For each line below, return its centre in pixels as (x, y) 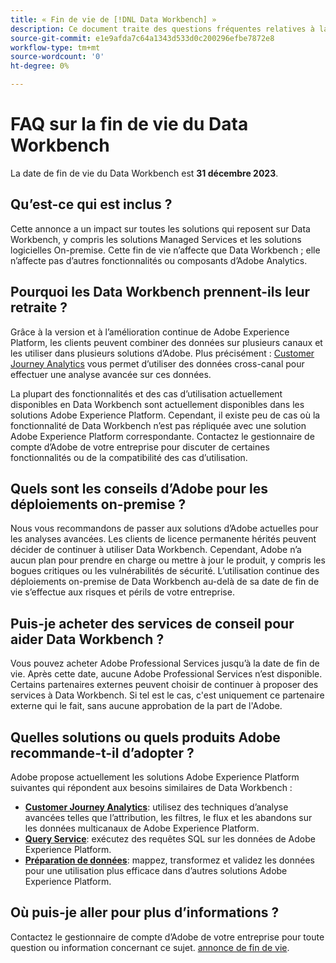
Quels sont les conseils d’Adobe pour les (139, 488)
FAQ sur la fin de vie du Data (129, 124)
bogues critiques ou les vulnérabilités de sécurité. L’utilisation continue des (165, 571)
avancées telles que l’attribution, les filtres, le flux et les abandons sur (168, 817)
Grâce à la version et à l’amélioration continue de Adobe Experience (150, 332)
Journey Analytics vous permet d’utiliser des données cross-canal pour (157, 363)
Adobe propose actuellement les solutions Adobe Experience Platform (155, 777)
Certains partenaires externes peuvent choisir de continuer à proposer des (164, 685)
